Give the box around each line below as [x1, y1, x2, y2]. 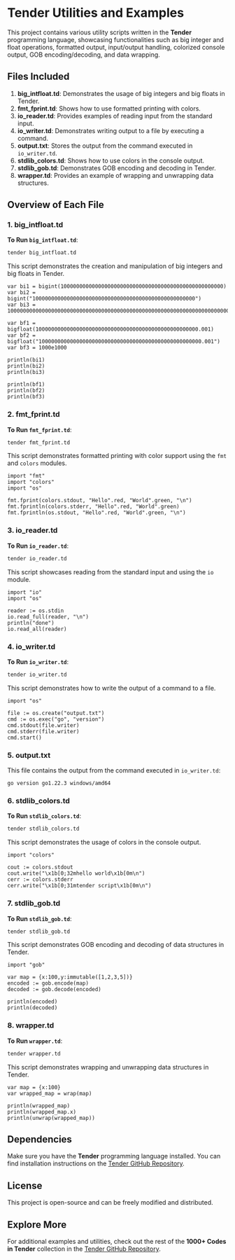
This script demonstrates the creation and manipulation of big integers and [7, 262, 223, 270]
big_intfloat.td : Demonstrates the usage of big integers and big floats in [17, 89, 225, 97]
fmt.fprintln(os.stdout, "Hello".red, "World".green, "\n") [7, 509, 187, 516]
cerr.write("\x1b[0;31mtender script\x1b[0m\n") [7, 882, 152, 889]
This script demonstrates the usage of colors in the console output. [7, 838, 201, 847]
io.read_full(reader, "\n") [7, 613, 90, 621]
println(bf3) [7, 394, 45, 401]
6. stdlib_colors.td [7, 796, 70, 806]
